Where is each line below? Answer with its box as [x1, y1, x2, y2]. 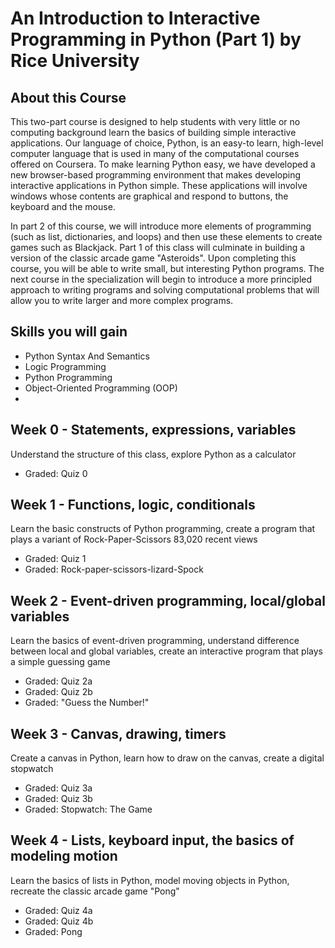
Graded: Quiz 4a [24, 904, 93, 916]
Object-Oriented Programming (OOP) [24, 382, 178, 394]
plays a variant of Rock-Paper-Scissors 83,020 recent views [10, 533, 258, 546]
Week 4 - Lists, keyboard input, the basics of [10, 832, 295, 849]
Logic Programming [24, 360, 107, 372]
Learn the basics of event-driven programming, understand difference [10, 635, 300, 647]
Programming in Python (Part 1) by [10, 28, 302, 51]
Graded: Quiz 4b [24, 915, 94, 927]
